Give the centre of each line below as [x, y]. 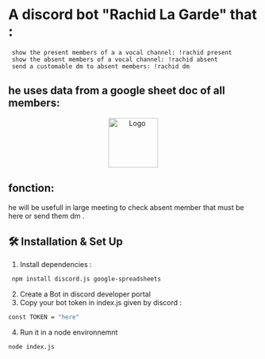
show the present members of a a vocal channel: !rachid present [122, 52]
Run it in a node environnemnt [69, 332]
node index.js [32, 347]
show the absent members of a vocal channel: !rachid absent [115, 59]
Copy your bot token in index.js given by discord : [101, 303]
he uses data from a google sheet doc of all [117, 91]
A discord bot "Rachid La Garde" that [133, 15]
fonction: [31, 188]
